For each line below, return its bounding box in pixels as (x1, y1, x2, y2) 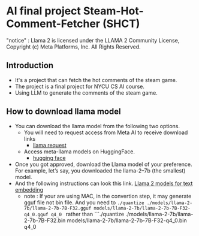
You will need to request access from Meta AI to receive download (23, 129, 188, 136)
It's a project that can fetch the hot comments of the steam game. (14, 76, 177, 83)
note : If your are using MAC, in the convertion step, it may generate (23, 192, 192, 199)
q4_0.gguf (23, 211, 49, 217)
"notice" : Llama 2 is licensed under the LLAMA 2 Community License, (6, 37, 180, 44)
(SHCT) (102, 17, 140, 31)
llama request (32, 141, 67, 149)
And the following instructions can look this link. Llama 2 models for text (14, 180, 193, 187)
